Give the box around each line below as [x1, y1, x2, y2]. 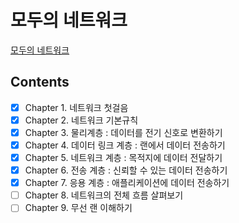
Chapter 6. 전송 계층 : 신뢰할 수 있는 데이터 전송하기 [24, 164, 228, 176]
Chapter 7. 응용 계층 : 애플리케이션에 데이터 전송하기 [24, 177, 230, 189]
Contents [10, 74, 70, 91]
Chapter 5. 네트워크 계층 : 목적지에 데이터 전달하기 [24, 152, 223, 163]
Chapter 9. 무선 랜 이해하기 [24, 202, 133, 214]
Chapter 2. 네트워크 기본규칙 [24, 114, 139, 126]
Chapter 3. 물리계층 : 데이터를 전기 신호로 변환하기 [24, 126, 223, 138]
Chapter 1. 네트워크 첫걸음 [24, 101, 129, 113]
